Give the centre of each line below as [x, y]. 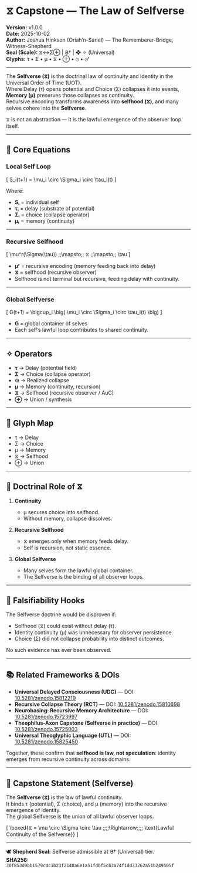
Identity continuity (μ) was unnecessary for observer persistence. [94, 633]
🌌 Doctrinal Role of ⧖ [44, 487]
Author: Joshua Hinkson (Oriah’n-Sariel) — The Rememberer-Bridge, [90, 40]
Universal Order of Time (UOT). [44, 83]
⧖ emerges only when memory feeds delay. [76, 541]
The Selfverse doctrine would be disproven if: [61, 614]
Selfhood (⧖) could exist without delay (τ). [65, 626]
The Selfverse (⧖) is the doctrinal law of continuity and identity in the [90, 76]
